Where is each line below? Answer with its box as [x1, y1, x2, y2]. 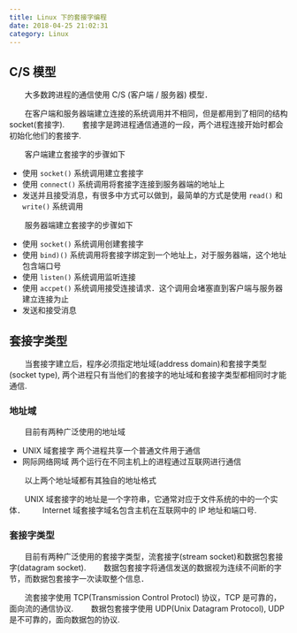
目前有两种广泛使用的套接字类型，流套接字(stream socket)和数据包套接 [24, 551, 284, 561]
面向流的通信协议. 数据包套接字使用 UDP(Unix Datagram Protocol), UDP [9, 603, 286, 614]
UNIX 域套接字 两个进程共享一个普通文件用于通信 [21, 446, 201, 456]
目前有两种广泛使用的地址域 [24, 426, 126, 438]
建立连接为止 [21, 294, 69, 305]
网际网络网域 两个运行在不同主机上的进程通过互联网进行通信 [21, 456, 241, 467]
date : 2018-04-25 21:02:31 [9, 21, 109, 30]
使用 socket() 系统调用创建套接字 [21, 239, 144, 249]
